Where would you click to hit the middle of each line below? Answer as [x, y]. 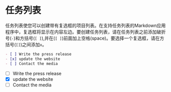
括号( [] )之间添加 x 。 [26, 44]
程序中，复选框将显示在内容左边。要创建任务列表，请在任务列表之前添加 [81, 32]
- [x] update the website [33, 59]
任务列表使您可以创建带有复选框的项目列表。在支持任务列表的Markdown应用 [85, 25]
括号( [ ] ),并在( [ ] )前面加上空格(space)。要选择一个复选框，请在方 [94, 38]
